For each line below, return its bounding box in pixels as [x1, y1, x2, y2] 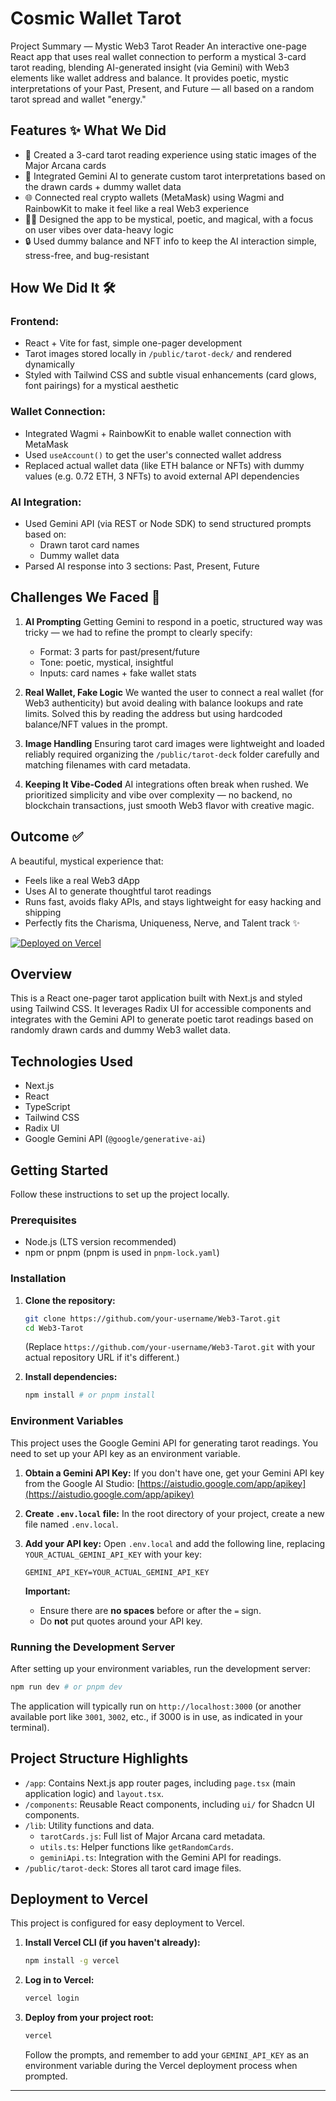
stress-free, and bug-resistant [24, 249, 150, 261]
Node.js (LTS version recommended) [24, 1236, 177, 1248]
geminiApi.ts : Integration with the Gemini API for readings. [39, 1851, 282, 1863]
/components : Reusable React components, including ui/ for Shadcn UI [24, 1798, 315, 1810]
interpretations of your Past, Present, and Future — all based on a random [10, 82, 315, 94]
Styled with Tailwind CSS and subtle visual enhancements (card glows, [24, 369, 317, 381]
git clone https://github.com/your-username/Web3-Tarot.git [24, 1313, 281, 1324]
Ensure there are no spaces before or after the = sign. [39, 1604, 262, 1616]
